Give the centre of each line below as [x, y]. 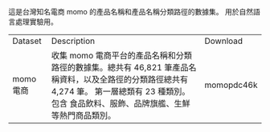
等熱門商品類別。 [84, 116]
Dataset [27, 41]
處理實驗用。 [36, 22]
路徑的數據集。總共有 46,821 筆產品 [120, 68]
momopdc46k [231, 85]
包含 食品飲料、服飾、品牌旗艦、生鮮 [121, 104]
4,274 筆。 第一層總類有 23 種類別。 [121, 92]
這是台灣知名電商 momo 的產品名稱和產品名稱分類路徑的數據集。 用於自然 [131, 12]
